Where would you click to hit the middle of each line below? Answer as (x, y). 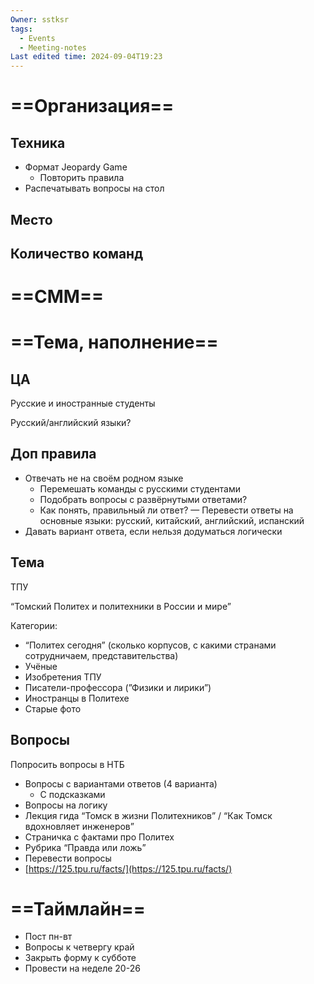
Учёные (41, 666)
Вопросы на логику (66, 805)
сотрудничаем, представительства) (101, 655)
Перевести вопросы (68, 858)
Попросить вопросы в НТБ (67, 764)
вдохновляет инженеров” (79, 826)
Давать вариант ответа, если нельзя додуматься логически (153, 531)
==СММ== (57, 297)
